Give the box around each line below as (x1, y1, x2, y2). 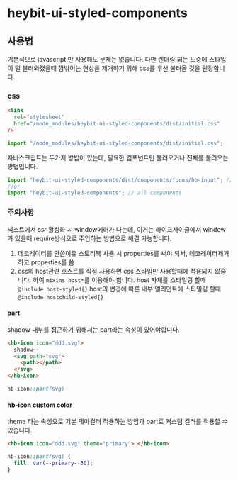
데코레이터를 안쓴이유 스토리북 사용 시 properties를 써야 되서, (17, 249, 188, 257)
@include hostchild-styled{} (17, 294, 104, 301)
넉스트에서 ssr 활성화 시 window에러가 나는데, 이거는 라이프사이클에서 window (7, 225, 227, 233)
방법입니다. (7, 162, 38, 171)
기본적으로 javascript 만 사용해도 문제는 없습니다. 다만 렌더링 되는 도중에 (7, 55, 208, 63)
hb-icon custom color (7, 401, 73, 409)
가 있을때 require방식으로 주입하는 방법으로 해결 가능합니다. (7, 234, 172, 242)
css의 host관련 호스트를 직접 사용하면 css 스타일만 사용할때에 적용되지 (17, 267, 214, 275)
